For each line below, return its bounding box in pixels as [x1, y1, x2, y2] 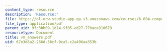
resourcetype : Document [5, 30, 55, 35]
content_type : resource [5, 7, 55, 12]
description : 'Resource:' [5, 12, 59, 17]
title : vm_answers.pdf [5, 35, 52, 40]
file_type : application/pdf [5, 21, 64, 26]
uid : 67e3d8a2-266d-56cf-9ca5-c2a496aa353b [5, 40, 97, 45]
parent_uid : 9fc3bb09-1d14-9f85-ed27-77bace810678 [5, 26, 112, 31]
